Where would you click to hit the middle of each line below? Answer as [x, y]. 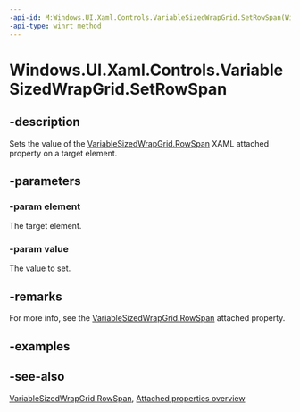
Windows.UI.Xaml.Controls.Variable [146, 70]
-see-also [37, 377]
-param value [39, 249]
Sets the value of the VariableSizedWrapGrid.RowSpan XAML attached [139, 143]
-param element [45, 206]
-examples [40, 346]
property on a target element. [63, 153]
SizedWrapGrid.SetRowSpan [118, 89]
